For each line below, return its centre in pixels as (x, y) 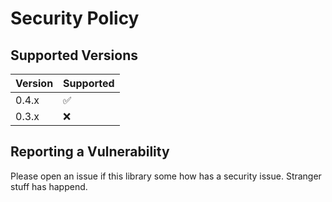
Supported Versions (74, 55)
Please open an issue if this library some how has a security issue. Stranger (166, 176)
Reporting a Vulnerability (90, 152)
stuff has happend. (49, 186)
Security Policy (75, 18)
